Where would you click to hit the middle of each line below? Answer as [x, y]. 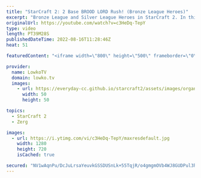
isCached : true [36, 155]
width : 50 [34, 94]
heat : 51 [17, 45]
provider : [19, 66]
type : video [21, 28]
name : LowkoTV [29, 72]
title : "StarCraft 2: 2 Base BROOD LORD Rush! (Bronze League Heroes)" [97, 12]
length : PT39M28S [28, 34]
